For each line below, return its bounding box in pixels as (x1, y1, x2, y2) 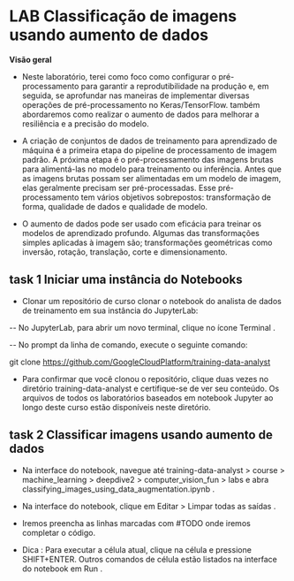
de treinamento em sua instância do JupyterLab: (21, 305, 199, 316)
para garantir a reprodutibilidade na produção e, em (80, 80, 269, 91)
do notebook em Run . (21, 563, 103, 574)
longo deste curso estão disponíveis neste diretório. (21, 401, 212, 412)
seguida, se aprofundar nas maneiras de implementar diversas (21, 90, 250, 101)
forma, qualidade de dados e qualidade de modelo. (21, 201, 208, 211)
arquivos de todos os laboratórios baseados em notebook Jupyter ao (21, 392, 274, 403)
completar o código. (21, 527, 95, 538)
